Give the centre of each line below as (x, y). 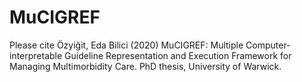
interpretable (36, 55)
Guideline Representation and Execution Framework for (178, 55)
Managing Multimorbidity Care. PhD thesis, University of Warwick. (145, 66)
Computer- (268, 45)
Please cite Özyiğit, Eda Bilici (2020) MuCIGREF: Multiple (126, 45)
